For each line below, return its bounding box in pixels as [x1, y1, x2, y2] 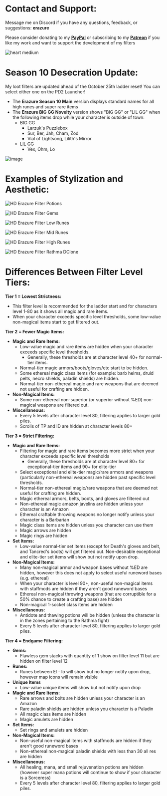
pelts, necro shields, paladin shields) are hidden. [19, 375, 120, 381]
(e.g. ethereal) [19, 575, 49, 581]
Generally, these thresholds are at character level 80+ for [27, 458, 145, 464]
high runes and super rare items [12, 103, 78, 110]
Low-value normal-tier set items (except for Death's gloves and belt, [19, 543, 161, 549]
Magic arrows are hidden [19, 527, 71, 533]
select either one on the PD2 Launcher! [5, 88, 86, 95]
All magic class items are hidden [19, 711, 86, 717]
